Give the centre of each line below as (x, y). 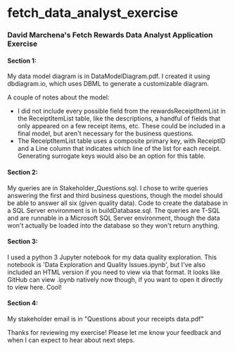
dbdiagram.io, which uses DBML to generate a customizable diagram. (108, 84)
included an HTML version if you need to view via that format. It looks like (114, 272)
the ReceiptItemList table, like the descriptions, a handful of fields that (119, 118)
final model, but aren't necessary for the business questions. (106, 134)
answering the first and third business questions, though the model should (115, 195)
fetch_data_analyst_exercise (93, 13)
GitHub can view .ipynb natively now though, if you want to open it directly (115, 279)
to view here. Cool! (34, 287)
